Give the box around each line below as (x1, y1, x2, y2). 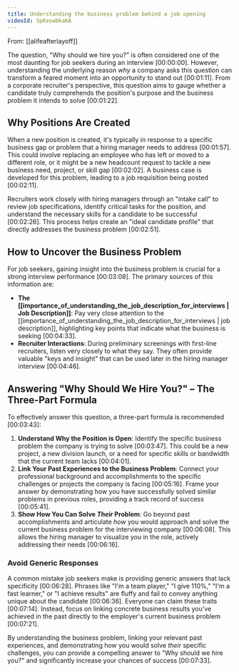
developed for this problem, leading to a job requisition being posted (7, 173, 208, 182)
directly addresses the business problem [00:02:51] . (7, 225, 161, 234)
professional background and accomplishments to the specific (17, 472, 202, 480)
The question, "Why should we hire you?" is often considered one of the (7, 51, 220, 59)
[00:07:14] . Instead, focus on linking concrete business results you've (7, 604, 212, 614)
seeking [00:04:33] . (17, 332, 77, 340)
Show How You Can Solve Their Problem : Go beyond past (17, 509, 190, 518)
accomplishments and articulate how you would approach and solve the (17, 517, 230, 526)
